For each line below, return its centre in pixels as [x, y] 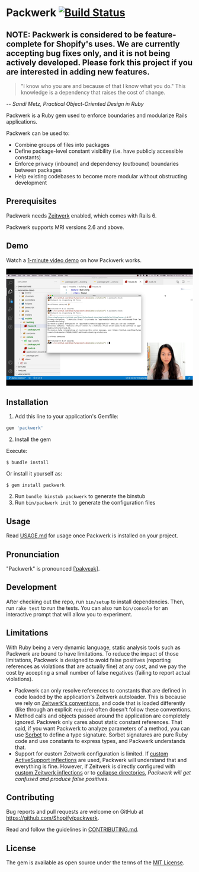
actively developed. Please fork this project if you [99, 62]
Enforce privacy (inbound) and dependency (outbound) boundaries [97, 164]
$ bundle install [28, 463]
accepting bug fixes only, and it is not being [88, 53]
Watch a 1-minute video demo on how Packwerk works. [74, 260]
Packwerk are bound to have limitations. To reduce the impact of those [92, 653]
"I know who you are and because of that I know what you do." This [103, 86]
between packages [38, 170]
